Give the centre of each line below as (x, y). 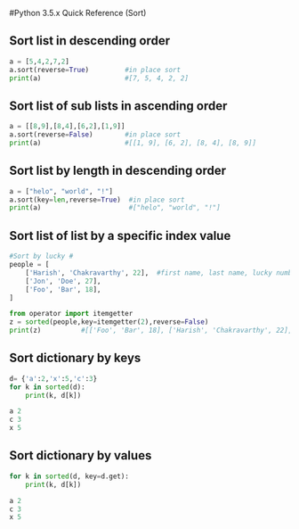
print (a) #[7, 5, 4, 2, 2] (99, 78)
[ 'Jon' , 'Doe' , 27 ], (63, 281)
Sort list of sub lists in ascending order (118, 106)
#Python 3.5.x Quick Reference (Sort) (78, 13)
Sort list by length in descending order (118, 171)
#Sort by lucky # (41, 256)
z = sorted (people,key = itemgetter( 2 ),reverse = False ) (109, 322)
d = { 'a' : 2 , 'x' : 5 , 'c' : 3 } (53, 378)
